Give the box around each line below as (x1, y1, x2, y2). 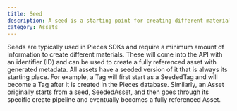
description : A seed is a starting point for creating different (7, 17, 203, 24)
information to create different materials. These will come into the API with (7, 50, 223, 59)
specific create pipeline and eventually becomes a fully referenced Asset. (7, 95, 221, 104)
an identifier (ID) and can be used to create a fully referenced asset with (7, 58, 217, 66)
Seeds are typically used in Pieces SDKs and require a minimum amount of (7, 43, 224, 52)
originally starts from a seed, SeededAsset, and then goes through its (7, 88, 209, 96)
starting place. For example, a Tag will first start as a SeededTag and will (7, 73, 218, 81)
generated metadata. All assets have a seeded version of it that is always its (7, 65, 228, 74)
